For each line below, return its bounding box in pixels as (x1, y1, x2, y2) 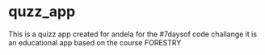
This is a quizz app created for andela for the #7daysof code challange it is (8, 29, 257, 39)
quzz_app (8, 2, 76, 21)
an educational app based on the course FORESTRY (8, 37, 182, 47)
